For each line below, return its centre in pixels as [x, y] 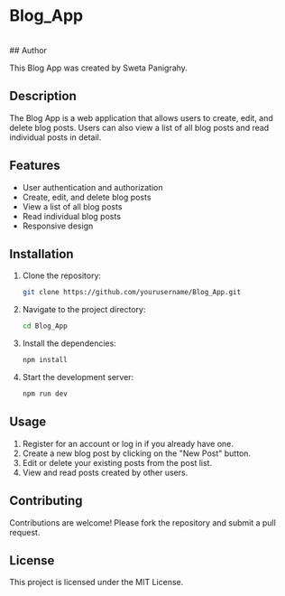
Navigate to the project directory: [84, 310]
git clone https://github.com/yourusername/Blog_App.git [132, 293]
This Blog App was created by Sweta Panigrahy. [98, 68]
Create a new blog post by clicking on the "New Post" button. [136, 453]
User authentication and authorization [93, 187]
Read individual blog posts [72, 216]
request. [25, 532]
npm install [45, 360]
